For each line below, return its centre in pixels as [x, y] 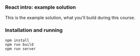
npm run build [20, 44]
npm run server [20, 49]
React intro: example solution [40, 7]
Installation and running [34, 30]
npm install [17, 40]
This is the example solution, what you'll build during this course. [70, 18]
